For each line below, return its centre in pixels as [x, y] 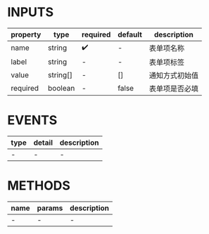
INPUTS [31, 12]
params [50, 208]
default [130, 34]
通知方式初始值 [174, 75]
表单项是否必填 [174, 89]
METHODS [39, 186]
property [26, 34]
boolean [62, 88]
